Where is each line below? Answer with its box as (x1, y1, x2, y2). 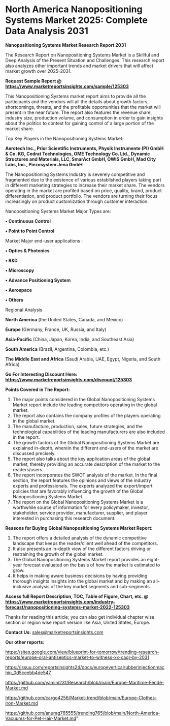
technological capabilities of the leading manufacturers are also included (12, 429, 165, 435)
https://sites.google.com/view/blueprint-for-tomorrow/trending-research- (5, 649, 159, 655)
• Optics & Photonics (5, 248, 50, 254)
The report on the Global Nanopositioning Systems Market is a (12, 499, 143, 505)
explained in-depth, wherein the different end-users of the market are (12, 445, 158, 451)
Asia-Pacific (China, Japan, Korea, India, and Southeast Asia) (5, 336, 134, 342)
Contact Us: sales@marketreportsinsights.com (5, 629, 104, 635)
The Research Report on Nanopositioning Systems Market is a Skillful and (5, 52, 159, 58)
